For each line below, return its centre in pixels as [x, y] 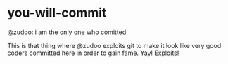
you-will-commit [57, 13]
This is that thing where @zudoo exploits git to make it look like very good [114, 45]
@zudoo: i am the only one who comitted [67, 32]
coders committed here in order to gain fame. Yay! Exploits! [93, 53]
